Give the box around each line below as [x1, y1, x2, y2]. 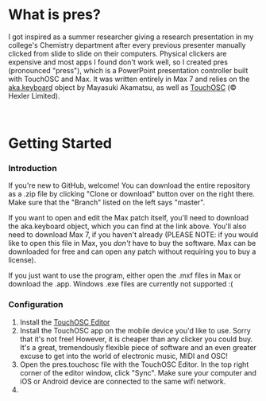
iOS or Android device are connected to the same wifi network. [19, 376, 226, 386]
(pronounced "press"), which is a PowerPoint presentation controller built [8, 65, 249, 75]
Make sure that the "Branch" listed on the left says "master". [8, 197, 205, 208]
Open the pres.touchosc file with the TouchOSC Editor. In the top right [19, 360, 249, 369]
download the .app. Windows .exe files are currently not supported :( [8, 279, 233, 289]
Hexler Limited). [8, 91, 60, 100]
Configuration [8, 299, 64, 310]
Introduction [8, 163, 57, 174]
